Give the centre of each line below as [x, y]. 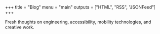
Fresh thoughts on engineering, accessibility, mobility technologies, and [78, 22]
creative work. [20, 27]
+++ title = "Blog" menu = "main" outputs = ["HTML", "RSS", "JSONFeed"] [80, 7]
